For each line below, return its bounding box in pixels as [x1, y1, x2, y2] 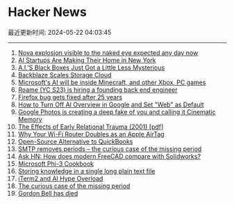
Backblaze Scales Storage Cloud [17, 70, 112, 79]
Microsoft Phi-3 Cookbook [17, 159, 94, 168]
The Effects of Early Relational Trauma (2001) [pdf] [17, 123, 164, 131]
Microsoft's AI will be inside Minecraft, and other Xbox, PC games [17, 78, 206, 86]
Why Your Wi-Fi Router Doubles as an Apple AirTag [17, 130, 165, 138]
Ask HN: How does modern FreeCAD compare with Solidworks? [17, 152, 201, 160]
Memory [17, 115, 42, 123]
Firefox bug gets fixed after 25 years [17, 93, 123, 101]
